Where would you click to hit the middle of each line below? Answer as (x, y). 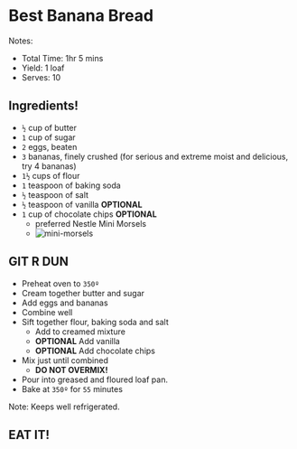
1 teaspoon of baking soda (71, 185)
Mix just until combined (65, 360)
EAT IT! (29, 435)
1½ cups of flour (51, 175)
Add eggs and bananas (65, 303)
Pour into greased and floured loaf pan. (95, 379)
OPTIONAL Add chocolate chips (95, 351)
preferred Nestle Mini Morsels (90, 223)
